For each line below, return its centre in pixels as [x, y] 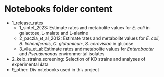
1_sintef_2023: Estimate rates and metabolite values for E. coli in [84, 27]
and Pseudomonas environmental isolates [62, 54]
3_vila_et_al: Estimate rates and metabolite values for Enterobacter [86, 49]
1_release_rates [27, 23]
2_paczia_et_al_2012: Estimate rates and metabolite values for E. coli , [89, 38]
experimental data [30, 64]
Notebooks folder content [59, 9]
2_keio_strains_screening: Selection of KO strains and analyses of [79, 59]
